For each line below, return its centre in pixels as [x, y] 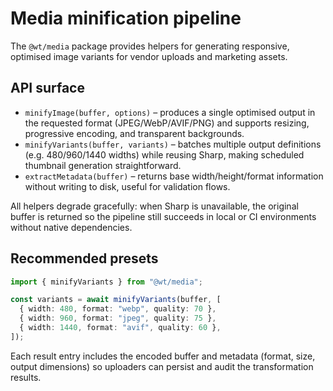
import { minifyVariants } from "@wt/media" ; [106, 282]
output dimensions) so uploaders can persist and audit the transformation [162, 366]
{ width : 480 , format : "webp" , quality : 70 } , [118, 309]
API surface [47, 88]
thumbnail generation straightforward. [103, 165]
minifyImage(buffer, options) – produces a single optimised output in [170, 112]
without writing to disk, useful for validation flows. [127, 186]
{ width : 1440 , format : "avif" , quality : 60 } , [120, 328]
